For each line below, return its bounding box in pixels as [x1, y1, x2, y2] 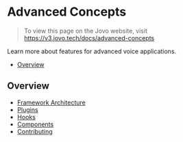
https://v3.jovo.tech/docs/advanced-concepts [23, 33, 155, 42]
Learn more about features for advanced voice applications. [7, 47, 177, 55]
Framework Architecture [16, 98, 86, 106]
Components [16, 120, 54, 128]
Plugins [16, 105, 39, 113]
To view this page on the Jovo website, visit [23, 27, 147, 35]
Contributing [16, 127, 53, 135]
